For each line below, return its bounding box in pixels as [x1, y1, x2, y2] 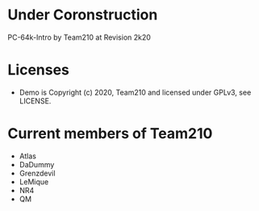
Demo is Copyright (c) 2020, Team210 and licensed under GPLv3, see [19, 87, 252, 97]
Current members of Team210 [7, 124, 213, 143]
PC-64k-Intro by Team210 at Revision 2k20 [7, 32, 151, 42]
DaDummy [19, 159, 55, 169]
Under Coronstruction [7, 6, 158, 24]
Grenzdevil [19, 168, 56, 178]
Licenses [7, 61, 70, 79]
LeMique [19, 176, 49, 187]
